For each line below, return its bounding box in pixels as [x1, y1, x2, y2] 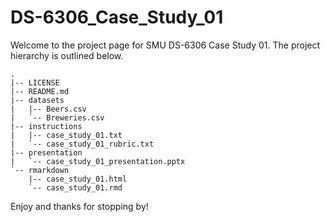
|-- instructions [10, 121, 83, 131]
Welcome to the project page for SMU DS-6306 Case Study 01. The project [10, 39, 321, 51]
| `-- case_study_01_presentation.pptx [10, 156, 186, 166]
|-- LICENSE [10, 77, 60, 88]
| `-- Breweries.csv [10, 112, 105, 123]
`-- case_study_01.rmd [28, 182, 123, 193]
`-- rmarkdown [10, 165, 70, 175]
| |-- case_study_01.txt [10, 130, 123, 140]
